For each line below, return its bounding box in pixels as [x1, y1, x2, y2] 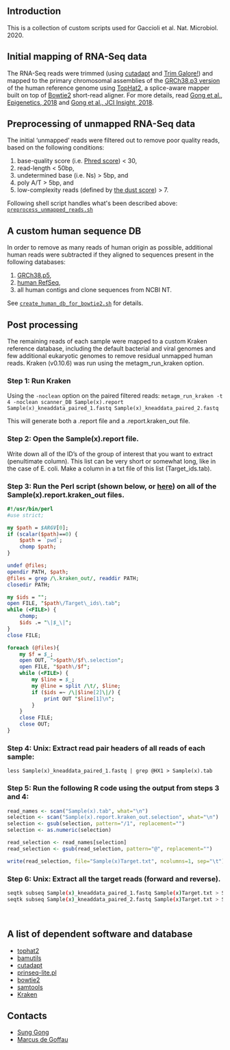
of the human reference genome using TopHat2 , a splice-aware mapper [7, 84, 210, 92]
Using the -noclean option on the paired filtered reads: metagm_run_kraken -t [7, 392, 223, 400]
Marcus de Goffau [16, 1036, 68, 1044]
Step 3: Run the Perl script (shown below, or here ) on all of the [7, 481, 217, 491]
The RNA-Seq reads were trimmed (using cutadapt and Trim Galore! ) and [7, 69, 214, 77]
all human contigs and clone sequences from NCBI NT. [16, 286, 172, 294]
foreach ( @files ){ [7, 644, 60, 651]
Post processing [7, 319, 79, 331]
